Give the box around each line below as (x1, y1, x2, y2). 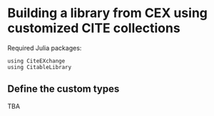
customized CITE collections (7, 20, 180, 36)
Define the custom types (7, 83, 120, 95)
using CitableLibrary (7, 63, 72, 70)
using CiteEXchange (7, 57, 66, 65)
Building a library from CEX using (7, 5, 208, 21)
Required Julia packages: (7, 43, 82, 52)
